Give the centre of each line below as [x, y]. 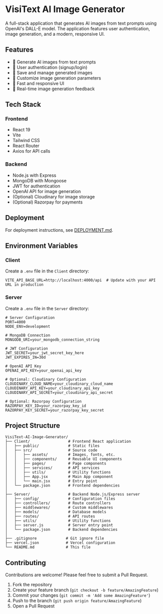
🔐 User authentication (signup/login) [50, 67]
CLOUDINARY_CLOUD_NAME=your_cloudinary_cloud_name [59, 384]
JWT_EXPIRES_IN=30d [26, 357]
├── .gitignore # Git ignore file [55, 538]
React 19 [21, 130]
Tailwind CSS [26, 141]
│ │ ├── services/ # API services [52, 468]
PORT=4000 [16, 322]
